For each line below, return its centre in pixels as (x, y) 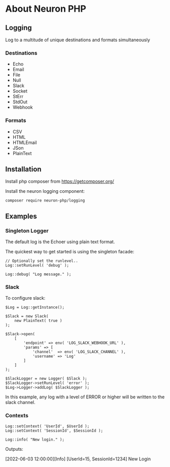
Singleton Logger (27, 230)
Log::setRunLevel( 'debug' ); (37, 266)
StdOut (20, 102)
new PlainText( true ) (38, 321)
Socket (20, 91)
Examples (21, 216)
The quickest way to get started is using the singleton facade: (70, 252)
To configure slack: (25, 298)
